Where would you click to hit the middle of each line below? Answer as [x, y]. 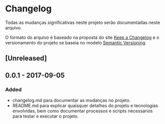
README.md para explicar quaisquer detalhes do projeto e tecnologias [85, 106]
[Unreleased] [26, 59]
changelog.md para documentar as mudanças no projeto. [72, 101]
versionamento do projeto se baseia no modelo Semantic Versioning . [76, 42]
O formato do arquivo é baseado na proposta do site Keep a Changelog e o [82, 37]
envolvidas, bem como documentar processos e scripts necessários [82, 111]
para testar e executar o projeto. [45, 116]
